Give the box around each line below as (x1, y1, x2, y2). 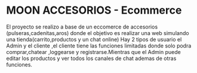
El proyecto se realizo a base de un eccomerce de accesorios (6, 23, 158, 30)
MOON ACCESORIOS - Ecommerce (6, 4, 182, 17)
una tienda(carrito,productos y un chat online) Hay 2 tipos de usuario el (6, 36, 182, 43)
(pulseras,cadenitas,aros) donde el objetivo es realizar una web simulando (6, 29, 189, 36)
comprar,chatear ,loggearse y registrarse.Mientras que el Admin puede (6, 48, 181, 55)
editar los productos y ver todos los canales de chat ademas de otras (6, 55, 177, 62)
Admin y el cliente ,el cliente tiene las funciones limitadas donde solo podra (6, 42, 192, 49)
